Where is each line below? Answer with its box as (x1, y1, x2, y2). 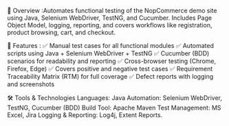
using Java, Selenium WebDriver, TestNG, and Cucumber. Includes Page (7, 14, 212, 22)
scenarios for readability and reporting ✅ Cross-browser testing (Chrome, (7, 57, 217, 65)
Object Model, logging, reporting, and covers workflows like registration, (7, 21, 212, 29)
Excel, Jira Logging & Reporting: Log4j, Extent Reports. (7, 111, 163, 119)
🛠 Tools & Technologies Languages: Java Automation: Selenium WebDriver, (7, 94, 222, 102)
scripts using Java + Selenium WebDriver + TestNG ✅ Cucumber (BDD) (7, 49, 210, 58)
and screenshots (7, 80, 55, 88)
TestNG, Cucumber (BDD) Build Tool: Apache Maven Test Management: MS (7, 103, 221, 112)
